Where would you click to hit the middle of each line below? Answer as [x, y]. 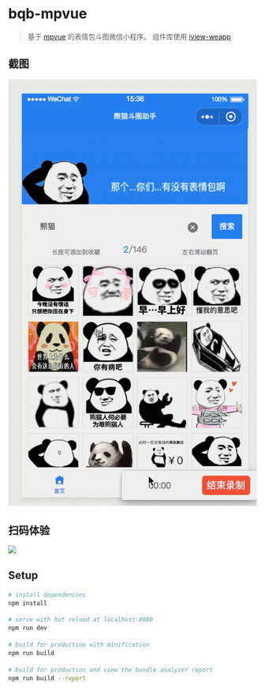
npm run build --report [47, 678]
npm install [28, 603]
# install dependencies [47, 595]
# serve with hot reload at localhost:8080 [81, 620]
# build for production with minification [79, 645]
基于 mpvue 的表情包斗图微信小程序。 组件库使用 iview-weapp [129, 36]
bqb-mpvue [48, 14]
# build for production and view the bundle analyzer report [111, 670]
